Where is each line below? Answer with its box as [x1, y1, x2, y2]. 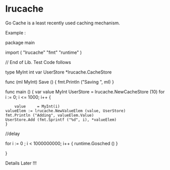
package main [5, 39, 35, 46]
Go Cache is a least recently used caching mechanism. [5, 20, 120, 26]
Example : [5, 29, 26, 36]
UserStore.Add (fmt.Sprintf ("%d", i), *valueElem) [5, 117, 117, 122]
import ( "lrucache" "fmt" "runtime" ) [5, 49, 82, 55]
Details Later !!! [5, 160, 37, 166]
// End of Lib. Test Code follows [5, 59, 71, 65]
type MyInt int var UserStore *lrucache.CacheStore [5, 69, 112, 75]
